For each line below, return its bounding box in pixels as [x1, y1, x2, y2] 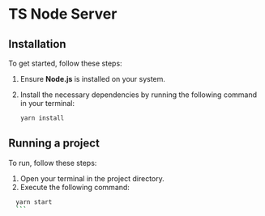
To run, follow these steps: [8, 158, 97, 167]
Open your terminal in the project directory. [19, 173, 165, 183]
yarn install [19, 114, 65, 122]
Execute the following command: [19, 182, 130, 192]
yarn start [15, 197, 53, 206]
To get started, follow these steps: [8, 58, 123, 68]
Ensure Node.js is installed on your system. [19, 74, 166, 83]
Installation [8, 37, 66, 51]
